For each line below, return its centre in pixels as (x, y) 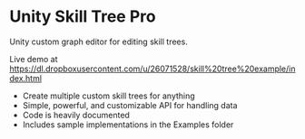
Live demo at (34, 59)
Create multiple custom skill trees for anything (108, 96)
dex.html (26, 78)
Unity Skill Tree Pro (83, 17)
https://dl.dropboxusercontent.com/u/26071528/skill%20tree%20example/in (152, 69)
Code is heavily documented (76, 115)
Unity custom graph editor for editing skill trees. (98, 42)
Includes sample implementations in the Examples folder (128, 125)
